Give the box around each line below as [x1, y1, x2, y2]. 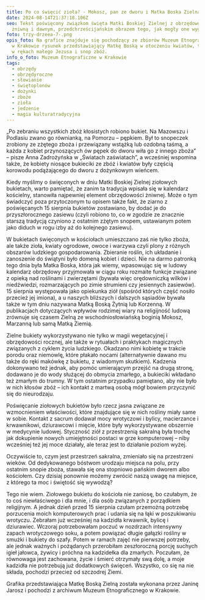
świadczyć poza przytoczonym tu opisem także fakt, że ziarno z [6, 198, 168, 205]
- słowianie [12, 77, 43, 83]
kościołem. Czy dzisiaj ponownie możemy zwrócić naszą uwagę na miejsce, [6, 472, 198, 480]
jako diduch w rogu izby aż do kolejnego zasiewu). [6, 224, 134, 231]
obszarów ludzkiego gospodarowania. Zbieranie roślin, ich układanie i [6, 248, 182, 256]
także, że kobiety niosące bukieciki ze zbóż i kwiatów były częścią [6, 160, 174, 168]
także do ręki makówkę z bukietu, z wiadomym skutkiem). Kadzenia [6, 358, 177, 365]
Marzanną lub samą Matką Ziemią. [6, 320, 93, 327]
